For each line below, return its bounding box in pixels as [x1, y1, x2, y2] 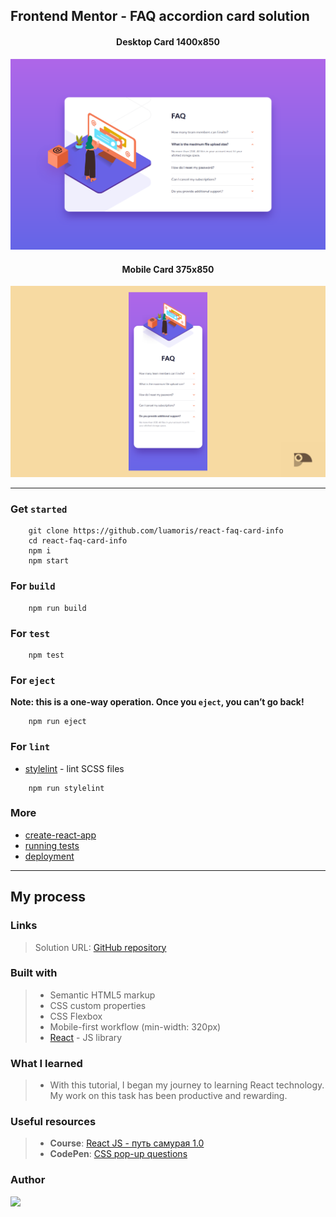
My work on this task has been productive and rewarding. [49, 1090, 288, 1102]
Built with [10, 966, 58, 980]
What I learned [10, 1056, 83, 1070]
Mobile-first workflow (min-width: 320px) [49, 1020, 222, 1033]
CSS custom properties [49, 999, 147, 1011]
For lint [10, 740, 51, 754]
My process [10, 889, 86, 906]
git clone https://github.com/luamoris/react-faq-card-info [28, 526, 284, 536]
